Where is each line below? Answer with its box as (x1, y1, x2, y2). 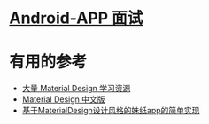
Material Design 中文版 (21, 94, 105, 105)
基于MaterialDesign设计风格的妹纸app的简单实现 (21, 105, 200, 116)
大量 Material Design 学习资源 (21, 83, 131, 94)
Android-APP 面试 (9, 8, 143, 28)
